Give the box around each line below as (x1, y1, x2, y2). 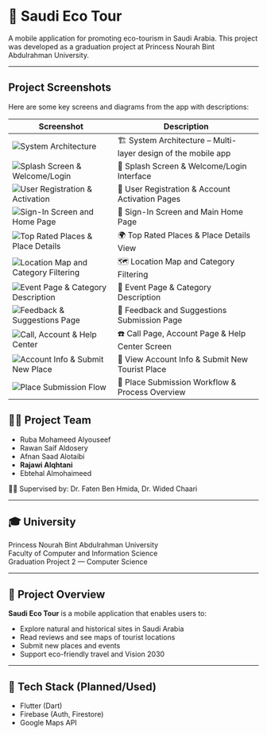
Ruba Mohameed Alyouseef (19, 435, 111, 444)
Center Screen (118, 341, 172, 352)
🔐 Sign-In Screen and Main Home (118, 206, 244, 217)
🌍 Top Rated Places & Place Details (118, 230, 251, 241)
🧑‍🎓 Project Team (8, 413, 91, 427)
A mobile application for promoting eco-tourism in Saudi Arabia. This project (8, 33, 258, 43)
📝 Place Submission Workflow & (118, 377, 237, 388)
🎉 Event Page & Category (118, 281, 212, 292)
